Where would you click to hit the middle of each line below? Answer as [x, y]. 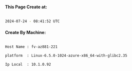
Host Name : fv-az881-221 [31, 47]
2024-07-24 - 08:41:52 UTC [32, 21]
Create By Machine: [26, 32]
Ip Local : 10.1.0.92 [28, 65]
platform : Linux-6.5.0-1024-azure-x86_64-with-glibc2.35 [66, 56]
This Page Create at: [26, 7]
